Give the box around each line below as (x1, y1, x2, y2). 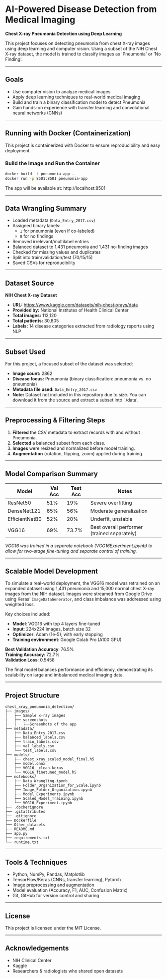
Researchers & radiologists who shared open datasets (12, 968, 123, 974)
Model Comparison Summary (5, 470, 98, 478)
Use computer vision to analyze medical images (12, 88, 111, 94)
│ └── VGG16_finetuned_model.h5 (5, 770, 77, 775)
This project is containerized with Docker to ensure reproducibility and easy (5, 142, 161, 148)
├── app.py (5, 831, 28, 836)
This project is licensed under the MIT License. (5, 925, 101, 931)
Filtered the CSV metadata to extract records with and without (12, 429, 140, 435)
